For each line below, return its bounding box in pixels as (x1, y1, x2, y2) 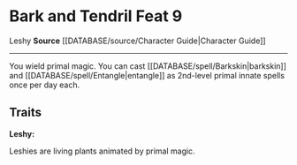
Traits (9, 105, 42, 120)
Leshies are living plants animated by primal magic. (9, 146, 196, 156)
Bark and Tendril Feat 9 (9, 6, 183, 26)
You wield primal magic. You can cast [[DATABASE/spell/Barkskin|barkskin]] (9, 60, 287, 71)
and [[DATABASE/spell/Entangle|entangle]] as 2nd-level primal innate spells (9, 70, 286, 80)
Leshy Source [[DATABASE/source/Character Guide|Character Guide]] (9, 35, 267, 46)
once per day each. (9, 79, 80, 90)
